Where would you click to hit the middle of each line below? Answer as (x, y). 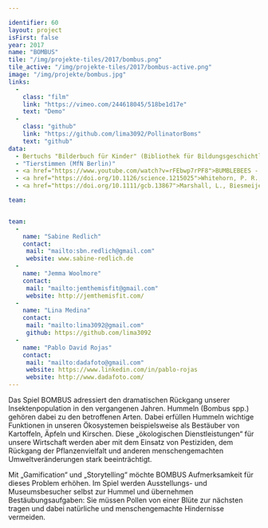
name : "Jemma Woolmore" (62, 274)
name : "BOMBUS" (33, 53)
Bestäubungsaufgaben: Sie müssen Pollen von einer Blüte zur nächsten (126, 500)
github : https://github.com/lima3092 (89, 333)
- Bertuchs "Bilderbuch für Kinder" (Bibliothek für (105, 156)
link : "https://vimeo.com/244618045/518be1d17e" (105, 104)
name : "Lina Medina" (57, 311)
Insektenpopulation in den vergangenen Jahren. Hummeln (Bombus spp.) (129, 408)
